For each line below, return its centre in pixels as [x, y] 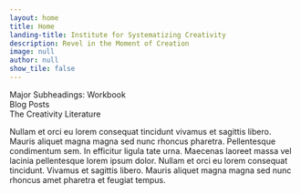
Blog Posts [30, 104]
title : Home [32, 26]
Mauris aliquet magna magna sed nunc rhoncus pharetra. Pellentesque [143, 141]
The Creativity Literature [55, 114]
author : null [34, 60]
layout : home [34, 18]
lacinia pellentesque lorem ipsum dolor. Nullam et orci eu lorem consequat [149, 160]
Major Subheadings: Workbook [67, 94]
